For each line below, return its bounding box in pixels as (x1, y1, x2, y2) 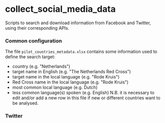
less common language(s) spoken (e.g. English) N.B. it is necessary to (12, 90, 155, 96)
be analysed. (12, 100, 38, 106)
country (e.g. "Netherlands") (12, 63, 70, 70)
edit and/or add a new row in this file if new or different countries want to (12, 95, 161, 101)
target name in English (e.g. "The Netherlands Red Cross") (12, 69, 132, 75)
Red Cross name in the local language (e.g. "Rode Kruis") (12, 79, 129, 85)
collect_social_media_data (5, 3, 116, 15)
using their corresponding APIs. (5, 25, 69, 31)
